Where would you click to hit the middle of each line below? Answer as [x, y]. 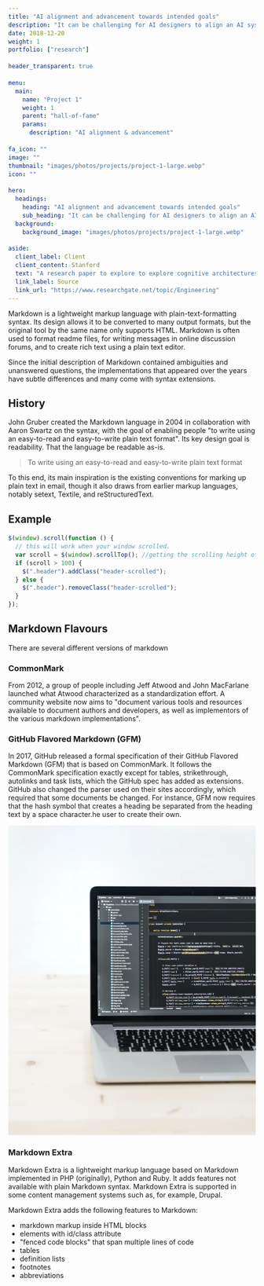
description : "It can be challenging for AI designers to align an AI [126, 25]
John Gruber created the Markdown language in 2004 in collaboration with [129, 422]
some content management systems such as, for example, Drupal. [115, 1195]
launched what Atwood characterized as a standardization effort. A [117, 694]
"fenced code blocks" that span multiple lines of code [106, 1242]
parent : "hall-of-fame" [61, 116]
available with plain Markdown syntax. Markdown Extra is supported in [123, 1186]
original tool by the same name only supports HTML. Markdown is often [124, 330]
